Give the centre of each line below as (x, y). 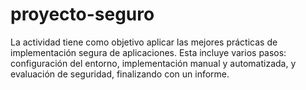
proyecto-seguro (82, 14)
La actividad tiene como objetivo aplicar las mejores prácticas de (144, 42)
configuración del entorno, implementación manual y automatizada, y (153, 63)
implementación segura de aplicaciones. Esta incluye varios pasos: (148, 52)
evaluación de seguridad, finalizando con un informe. (120, 74)
